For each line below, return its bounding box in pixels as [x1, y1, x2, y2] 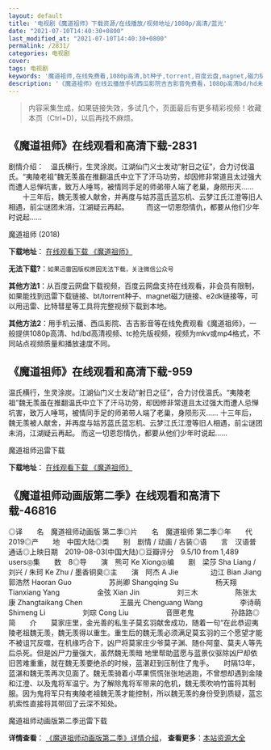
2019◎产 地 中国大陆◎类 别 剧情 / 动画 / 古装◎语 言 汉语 [8, 536, 250, 546]
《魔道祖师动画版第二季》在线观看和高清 [8, 489, 210, 502]
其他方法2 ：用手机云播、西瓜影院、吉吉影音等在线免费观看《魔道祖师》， [8, 319, 250, 328]
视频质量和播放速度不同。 [29, 339, 115, 349]
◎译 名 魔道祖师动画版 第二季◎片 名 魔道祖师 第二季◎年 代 [8, 527, 252, 536]
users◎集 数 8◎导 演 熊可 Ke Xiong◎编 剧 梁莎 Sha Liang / [8, 557, 256, 566]
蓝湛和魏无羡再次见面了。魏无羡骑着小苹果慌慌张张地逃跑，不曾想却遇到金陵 [8, 668, 263, 678]
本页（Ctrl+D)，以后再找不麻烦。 [27, 112, 138, 122]
